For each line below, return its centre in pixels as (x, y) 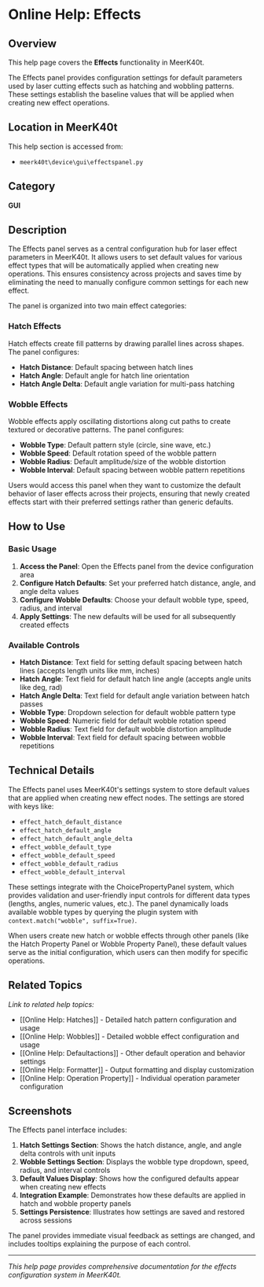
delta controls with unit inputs (68, 1153)
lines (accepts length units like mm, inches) (90, 671)
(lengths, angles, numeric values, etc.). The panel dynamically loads (119, 903)
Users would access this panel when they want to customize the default (125, 485)
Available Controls (44, 645)
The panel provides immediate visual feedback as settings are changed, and (132, 1236)
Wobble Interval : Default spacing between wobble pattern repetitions (132, 470)
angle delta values (49, 591)
